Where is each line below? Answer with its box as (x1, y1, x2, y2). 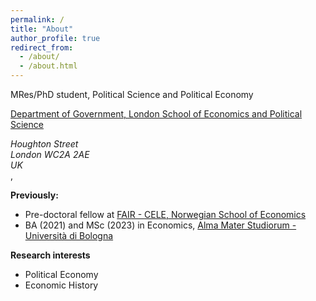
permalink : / (10, 14, 65, 25)
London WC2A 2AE (10, 149, 90, 160)
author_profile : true (10, 33, 101, 43)
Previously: (10, 189, 59, 201)
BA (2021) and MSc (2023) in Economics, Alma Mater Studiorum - (24, 219, 297, 231)
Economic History (24, 279, 99, 291)
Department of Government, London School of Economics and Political (10, 108, 303, 120)
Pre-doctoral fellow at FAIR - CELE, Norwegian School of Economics (24, 209, 307, 220)
